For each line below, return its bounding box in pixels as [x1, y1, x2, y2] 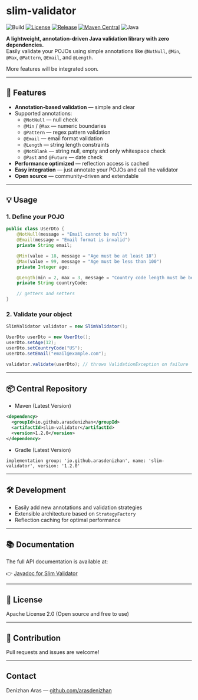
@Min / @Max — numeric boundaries [23, 122, 107, 129]
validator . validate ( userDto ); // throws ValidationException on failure [6, 361, 189, 367]
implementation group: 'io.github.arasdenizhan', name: [6, 458, 146, 464]
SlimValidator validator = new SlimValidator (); [6, 323, 128, 329]
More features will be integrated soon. [6, 65, 99, 72]
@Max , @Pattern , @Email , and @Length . [6, 54, 93, 61]
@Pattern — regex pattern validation [23, 128, 111, 136]
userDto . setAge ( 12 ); [6, 340, 57, 346]
